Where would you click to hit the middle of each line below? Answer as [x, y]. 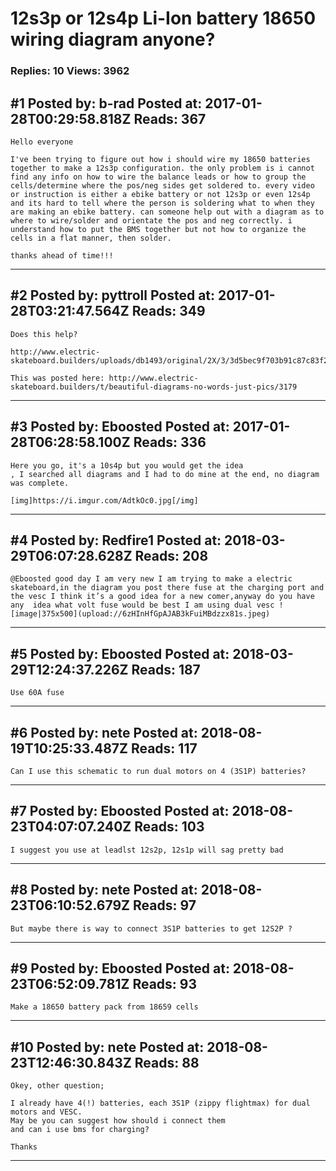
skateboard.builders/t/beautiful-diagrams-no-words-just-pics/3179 [154, 387]
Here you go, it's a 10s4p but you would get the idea [127, 465]
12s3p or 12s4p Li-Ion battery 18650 [163, 18]
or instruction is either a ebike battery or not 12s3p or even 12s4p [160, 194]
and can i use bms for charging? [80, 1130]
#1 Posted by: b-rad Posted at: [106, 103]
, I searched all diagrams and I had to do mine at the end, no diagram [165, 474]
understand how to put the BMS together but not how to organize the [158, 229]
